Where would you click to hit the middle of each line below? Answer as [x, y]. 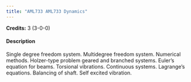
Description [21, 41]
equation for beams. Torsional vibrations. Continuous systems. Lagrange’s [95, 66]
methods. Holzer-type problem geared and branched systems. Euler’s [90, 60]
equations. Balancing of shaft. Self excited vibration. [69, 73]
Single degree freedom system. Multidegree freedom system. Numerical [93, 54]
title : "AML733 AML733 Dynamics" [47, 11]
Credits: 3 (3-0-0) [28, 28]
